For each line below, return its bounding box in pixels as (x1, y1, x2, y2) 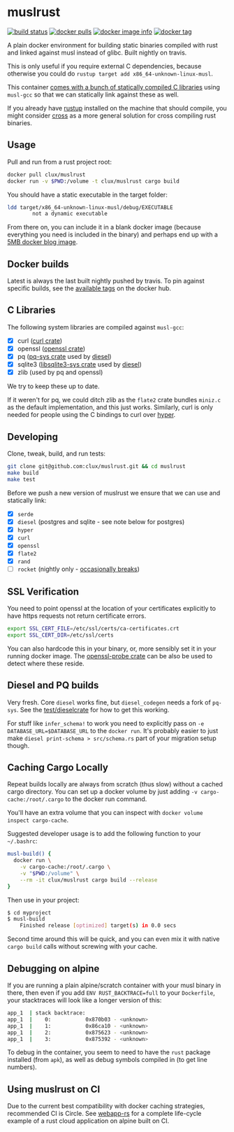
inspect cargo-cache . (7, 816, 69, 824)
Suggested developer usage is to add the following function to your (7, 830, 201, 838)
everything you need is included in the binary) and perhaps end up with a (7, 230, 219, 239)
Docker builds (7, 258, 69, 270)
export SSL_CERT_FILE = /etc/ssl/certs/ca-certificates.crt (7, 625, 180, 632)
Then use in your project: (7, 896, 80, 904)
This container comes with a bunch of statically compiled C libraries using (7, 83, 220, 91)
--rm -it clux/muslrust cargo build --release (20, 876, 158, 884)
